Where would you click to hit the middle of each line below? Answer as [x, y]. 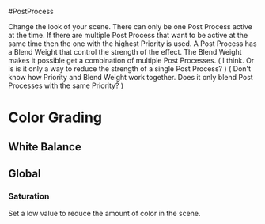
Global [25, 173]
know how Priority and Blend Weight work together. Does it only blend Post [131, 77]
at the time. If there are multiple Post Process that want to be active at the [128, 35]
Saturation [29, 196]
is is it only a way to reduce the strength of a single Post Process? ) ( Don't [130, 69]
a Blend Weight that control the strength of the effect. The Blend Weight [125, 52]
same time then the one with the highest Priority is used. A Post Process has [132, 44]
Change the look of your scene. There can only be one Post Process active [131, 27]
